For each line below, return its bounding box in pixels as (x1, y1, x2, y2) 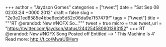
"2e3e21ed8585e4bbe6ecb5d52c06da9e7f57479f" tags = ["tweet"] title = (5, 15, 160, 20)
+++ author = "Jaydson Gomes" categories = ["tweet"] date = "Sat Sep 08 (5, 4, 159, 10)
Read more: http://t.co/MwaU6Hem (5, 36, 78, 42)
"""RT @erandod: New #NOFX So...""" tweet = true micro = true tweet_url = (5, 20, 162, 26)
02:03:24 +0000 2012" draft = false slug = (5, 9, 94, 15)
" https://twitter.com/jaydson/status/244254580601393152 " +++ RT (5, 25, 145, 31)
